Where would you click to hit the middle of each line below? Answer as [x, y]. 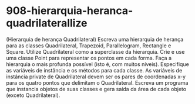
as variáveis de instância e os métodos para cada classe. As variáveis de [94, 70]
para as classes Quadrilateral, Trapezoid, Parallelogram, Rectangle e [89, 46]
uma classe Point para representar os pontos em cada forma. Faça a [89, 58]
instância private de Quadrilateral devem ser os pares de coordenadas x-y [96, 77]
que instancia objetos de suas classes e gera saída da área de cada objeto [96, 89]
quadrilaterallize [47, 23]
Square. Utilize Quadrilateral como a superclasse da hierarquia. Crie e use [95, 51]
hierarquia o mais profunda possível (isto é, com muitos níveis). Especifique [97, 64]
